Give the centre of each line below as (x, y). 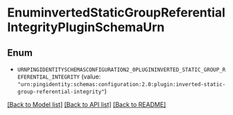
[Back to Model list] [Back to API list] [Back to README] (87, 104)
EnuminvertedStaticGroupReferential (116, 13)
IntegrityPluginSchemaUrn (86, 27)
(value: (91, 76)
